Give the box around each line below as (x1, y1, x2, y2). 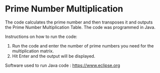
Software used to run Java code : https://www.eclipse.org (5, 62, 120, 68)
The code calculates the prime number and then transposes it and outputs (5, 19, 153, 25)
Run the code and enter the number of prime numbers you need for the (12, 43, 154, 49)
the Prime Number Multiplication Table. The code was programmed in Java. (5, 24, 156, 30)
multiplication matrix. (12, 48, 54, 54)
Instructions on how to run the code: (5, 34, 77, 39)
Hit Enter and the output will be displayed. (12, 53, 96, 59)
